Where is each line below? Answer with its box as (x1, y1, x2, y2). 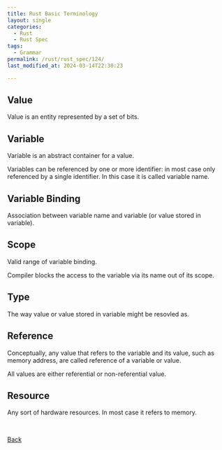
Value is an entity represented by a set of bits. (7, 112, 140, 121)
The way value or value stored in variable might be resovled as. (7, 310, 190, 318)
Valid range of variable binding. (7, 257, 98, 266)
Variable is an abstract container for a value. (7, 152, 135, 160)
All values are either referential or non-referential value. (7, 370, 167, 378)
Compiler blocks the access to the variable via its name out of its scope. (7, 270, 214, 280)
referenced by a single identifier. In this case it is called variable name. (7, 173, 209, 181)
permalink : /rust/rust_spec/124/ (7, 56, 105, 63)
